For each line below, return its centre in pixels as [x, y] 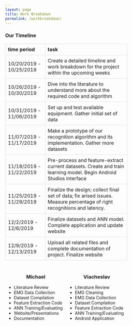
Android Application [95, 318]
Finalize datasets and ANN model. [86, 219]
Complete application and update [85, 225]
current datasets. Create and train [86, 166]
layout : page [18, 9]
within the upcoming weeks [79, 72]
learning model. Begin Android [82, 172]
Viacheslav [97, 276]
